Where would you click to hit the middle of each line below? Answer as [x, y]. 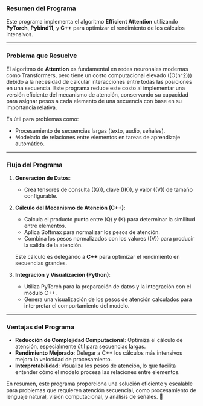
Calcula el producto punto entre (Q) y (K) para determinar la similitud [109, 219]
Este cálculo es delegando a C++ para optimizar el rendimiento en [97, 256]
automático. [30, 144]
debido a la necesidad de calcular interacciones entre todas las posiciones [99, 81]
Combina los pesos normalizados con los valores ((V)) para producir [109, 238]
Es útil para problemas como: [43, 119]
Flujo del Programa [34, 165]
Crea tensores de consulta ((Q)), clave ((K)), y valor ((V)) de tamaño [108, 189]
